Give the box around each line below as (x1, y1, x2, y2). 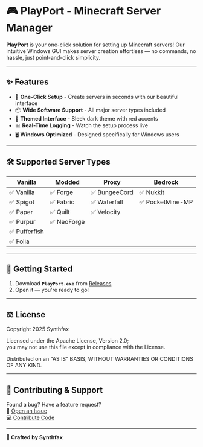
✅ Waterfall (90, 198, 123, 206)
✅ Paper (9, 208, 33, 216)
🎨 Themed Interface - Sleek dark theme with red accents (14, 115, 158, 122)
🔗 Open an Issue (6, 407, 47, 414)
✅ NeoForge (50, 217, 85, 226)
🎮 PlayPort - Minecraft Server (6, 4, 161, 18)
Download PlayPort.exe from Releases (14, 280, 112, 287)
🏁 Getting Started (6, 264, 73, 274)
